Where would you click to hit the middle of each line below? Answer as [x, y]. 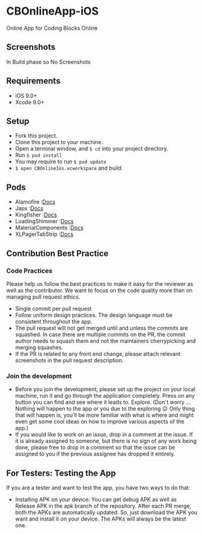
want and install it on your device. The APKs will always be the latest [100, 519]
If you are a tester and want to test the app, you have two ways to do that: [98, 487]
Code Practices [29, 271]
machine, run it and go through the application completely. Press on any [105, 396]
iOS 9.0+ [26, 95]
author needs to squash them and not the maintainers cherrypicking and [105, 341]
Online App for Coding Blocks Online [52, 28]
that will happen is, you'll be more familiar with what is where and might [104, 415]
